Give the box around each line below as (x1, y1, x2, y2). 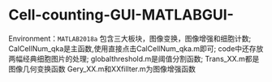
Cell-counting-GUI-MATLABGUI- (8, 6, 234, 24)
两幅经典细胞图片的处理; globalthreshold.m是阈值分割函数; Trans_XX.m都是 (8, 54, 260, 63)
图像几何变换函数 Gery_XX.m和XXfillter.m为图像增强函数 (8, 63, 196, 74)
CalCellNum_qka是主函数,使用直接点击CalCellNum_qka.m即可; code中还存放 (8, 43, 264, 54)
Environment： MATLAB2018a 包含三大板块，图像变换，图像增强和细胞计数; (8, 33, 252, 43)
